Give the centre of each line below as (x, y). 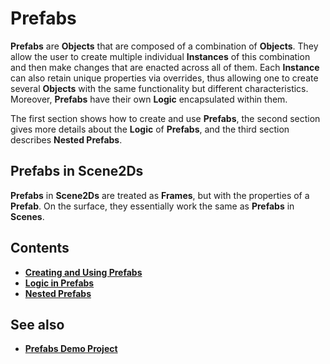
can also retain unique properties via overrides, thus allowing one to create (164, 78)
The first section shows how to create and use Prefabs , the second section (165, 118)
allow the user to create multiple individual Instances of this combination (160, 56)
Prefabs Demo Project (71, 349)
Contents (40, 248)
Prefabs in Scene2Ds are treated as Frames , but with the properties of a (160, 195)
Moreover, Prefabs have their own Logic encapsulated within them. (149, 99)
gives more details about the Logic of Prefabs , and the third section (150, 129)
